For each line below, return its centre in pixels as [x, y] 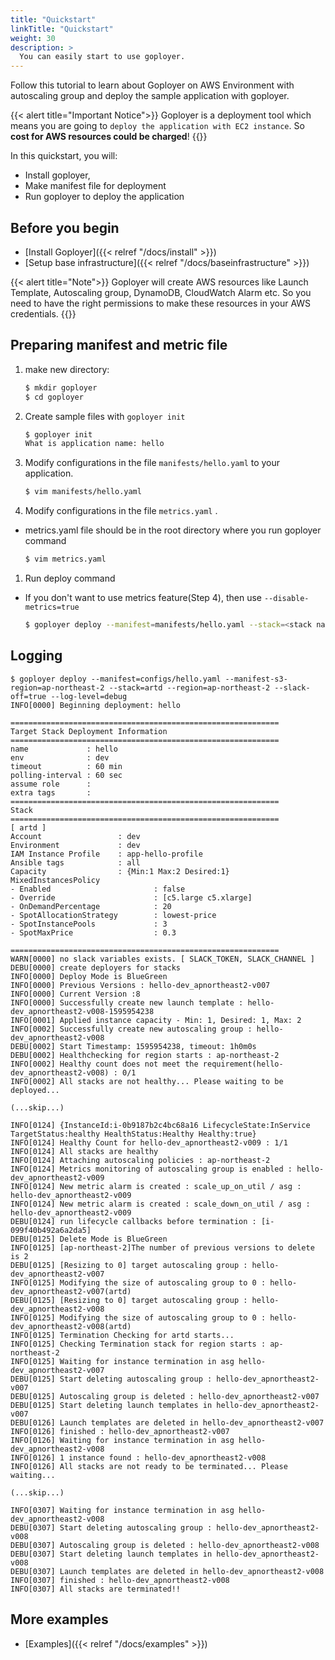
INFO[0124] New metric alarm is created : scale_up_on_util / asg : [156, 1186]
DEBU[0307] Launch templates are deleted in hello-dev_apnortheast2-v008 [167, 1571]
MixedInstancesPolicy [55, 880]
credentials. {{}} [43, 313]
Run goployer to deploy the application [104, 197]
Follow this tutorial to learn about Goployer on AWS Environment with [152, 85]
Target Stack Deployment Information [89, 731]
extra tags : [51, 792]
